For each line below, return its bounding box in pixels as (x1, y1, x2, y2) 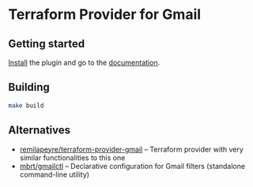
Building (8, 80, 50, 94)
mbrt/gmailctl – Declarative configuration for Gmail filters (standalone (19, 161, 246, 170)
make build (8, 101, 44, 110)
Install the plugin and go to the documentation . (8, 58, 160, 67)
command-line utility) (19, 170, 89, 179)
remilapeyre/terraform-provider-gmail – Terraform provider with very (19, 144, 244, 154)
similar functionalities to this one (19, 152, 126, 163)
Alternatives (8, 124, 71, 137)
